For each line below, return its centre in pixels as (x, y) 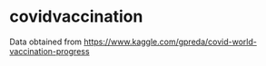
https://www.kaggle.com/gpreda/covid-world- (170, 42)
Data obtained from (46, 42)
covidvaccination (76, 17)
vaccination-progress (49, 51)
